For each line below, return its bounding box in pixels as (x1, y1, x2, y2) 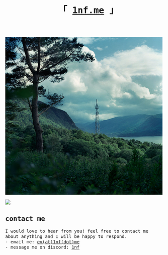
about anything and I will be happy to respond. (5, 233, 127, 239)
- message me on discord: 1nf (5, 244, 80, 250)
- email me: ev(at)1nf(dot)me (5, 239, 80, 244)
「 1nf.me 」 (58, 5, 119, 16)
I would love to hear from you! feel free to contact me (5, 228, 149, 234)
